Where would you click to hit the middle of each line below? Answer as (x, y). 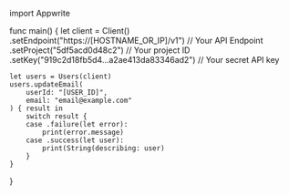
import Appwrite (40, 13)
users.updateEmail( (46, 85)
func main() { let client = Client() (70, 31)
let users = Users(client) (61, 77)
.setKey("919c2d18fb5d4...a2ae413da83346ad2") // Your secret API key (144, 60)
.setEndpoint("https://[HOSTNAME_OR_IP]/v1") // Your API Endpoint (136, 41)
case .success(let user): (75, 140)
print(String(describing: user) (104, 149)
